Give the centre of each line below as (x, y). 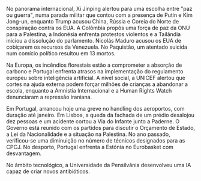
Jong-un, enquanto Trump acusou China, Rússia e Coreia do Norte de (93, 21)
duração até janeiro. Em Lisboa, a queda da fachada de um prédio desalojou (100, 115)
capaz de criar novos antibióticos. (48, 171)
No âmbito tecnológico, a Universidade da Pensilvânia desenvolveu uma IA (99, 165)
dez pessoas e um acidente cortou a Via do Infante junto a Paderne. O (93, 121)
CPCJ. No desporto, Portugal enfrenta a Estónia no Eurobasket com (90, 147)
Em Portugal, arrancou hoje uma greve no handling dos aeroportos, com (95, 109)
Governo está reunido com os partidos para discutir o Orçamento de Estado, (101, 128)
